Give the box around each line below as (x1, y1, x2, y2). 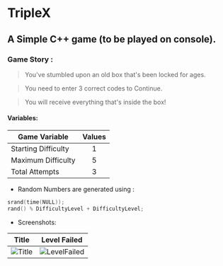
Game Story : (7, 54, 54, 64)
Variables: (7, 114, 38, 122)
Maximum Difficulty (11, 156, 76, 166)
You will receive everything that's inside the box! (24, 98, 166, 106)
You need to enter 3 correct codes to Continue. (24, 83, 163, 93)
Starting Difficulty (11, 144, 69, 154)
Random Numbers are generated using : (17, 185, 135, 194)
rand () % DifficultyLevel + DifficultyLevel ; (7, 205, 144, 212)
